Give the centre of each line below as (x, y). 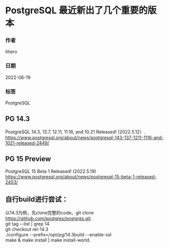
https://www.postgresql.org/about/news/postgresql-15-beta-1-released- (81, 177)
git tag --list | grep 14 (27, 224)
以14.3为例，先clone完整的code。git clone (49, 212)
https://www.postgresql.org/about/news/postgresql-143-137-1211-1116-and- (84, 137)
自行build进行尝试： (37, 199)
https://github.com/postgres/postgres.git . (49, 218)
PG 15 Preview (28, 159)
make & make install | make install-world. (48, 240)
